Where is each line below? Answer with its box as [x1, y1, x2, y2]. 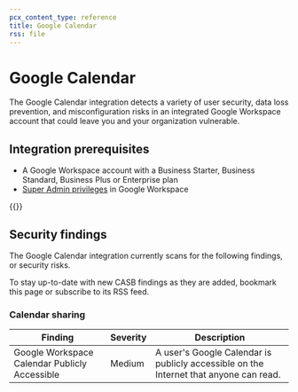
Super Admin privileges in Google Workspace [21, 184, 189, 195]
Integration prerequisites [9, 141, 150, 156]
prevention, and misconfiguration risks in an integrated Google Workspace [9, 106, 281, 117]
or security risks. [9, 259, 71, 270]
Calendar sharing [9, 308, 86, 320]
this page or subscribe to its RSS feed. [9, 286, 150, 297]
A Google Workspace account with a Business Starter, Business [21, 165, 255, 176]
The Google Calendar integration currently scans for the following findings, [9, 250, 284, 261]
